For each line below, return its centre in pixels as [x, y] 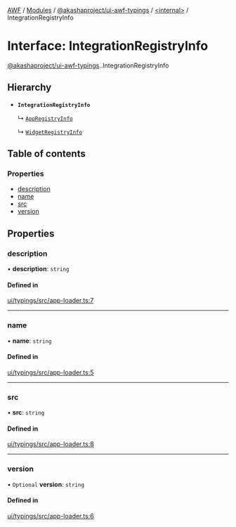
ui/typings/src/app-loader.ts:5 [51, 372]
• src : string [26, 412]
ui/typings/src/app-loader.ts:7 [51, 301]
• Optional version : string [46, 484]
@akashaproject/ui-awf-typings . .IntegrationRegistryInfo [88, 65]
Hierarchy [29, 87]
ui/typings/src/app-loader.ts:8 [51, 444]
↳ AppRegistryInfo [45, 118]
